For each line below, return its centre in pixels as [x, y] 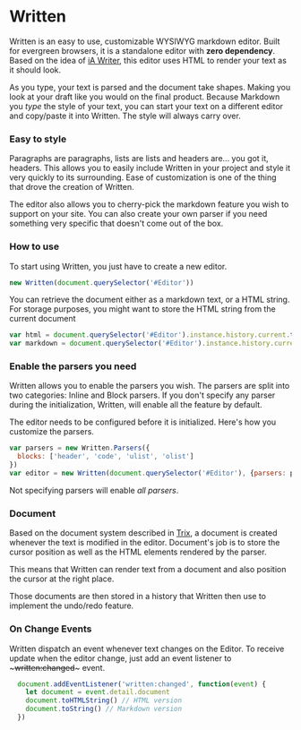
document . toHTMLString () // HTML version [103, 700]
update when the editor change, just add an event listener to [120, 658]
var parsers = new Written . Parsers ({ [80, 448]
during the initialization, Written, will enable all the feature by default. [136, 405]
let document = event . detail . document [98, 692]
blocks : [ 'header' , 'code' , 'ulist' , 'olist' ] [106, 457]
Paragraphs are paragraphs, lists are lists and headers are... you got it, [139, 159]
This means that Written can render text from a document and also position [148, 570]
